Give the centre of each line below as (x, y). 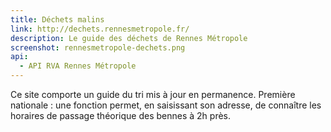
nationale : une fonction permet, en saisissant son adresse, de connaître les (166, 105)
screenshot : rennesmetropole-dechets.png (98, 47)
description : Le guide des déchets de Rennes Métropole (129, 38)
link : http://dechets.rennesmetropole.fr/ (100, 29)
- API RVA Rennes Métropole (78, 66)
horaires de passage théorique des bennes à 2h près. (121, 115)
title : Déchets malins (57, 19)
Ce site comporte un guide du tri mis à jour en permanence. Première (153, 94)
